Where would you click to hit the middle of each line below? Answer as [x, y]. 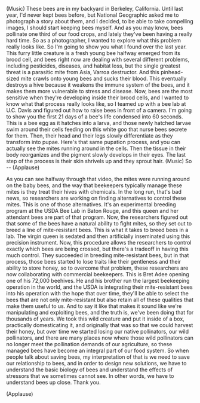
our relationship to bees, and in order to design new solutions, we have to [96, 363]
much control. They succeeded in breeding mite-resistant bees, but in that [98, 255]
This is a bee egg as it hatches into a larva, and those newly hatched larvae [99, 123]
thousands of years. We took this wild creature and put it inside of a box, [96, 319]
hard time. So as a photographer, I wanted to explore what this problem [93, 40]
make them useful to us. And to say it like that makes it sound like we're [94, 306]
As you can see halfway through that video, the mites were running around [98, 179]
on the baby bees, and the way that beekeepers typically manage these [94, 185]
